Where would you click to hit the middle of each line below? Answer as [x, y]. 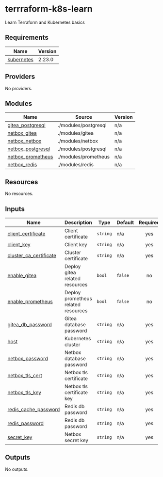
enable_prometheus [30, 302]
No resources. [19, 194]
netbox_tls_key [24, 392]
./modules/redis [76, 165]
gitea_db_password [30, 325]
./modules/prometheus [84, 157]
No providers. [19, 88]
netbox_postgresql [29, 149]
